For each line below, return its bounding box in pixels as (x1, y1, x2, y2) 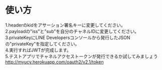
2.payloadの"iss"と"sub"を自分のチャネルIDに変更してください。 (5, 28, 139, 34)
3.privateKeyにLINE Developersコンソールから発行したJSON (5, 34, 130, 40)
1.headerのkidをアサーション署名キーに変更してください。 (5, 22, 125, 28)
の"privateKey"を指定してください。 (5, 40, 80, 46)
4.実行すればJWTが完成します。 (5, 47, 72, 53)
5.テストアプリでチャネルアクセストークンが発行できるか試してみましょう (5, 53, 158, 59)
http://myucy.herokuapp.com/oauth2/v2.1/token (5, 58, 104, 65)
